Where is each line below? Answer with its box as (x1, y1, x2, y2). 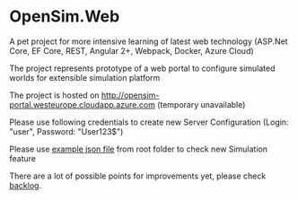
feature (9, 152, 36, 163)
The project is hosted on (9, 90, 101, 100)
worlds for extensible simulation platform (9, 72, 161, 83)
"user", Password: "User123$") (9, 126, 124, 136)
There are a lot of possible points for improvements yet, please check (9, 170, 267, 181)
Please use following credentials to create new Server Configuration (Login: (9, 117, 289, 127)
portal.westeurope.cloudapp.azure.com (9, 99, 155, 109)
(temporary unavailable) (156, 99, 246, 109)
